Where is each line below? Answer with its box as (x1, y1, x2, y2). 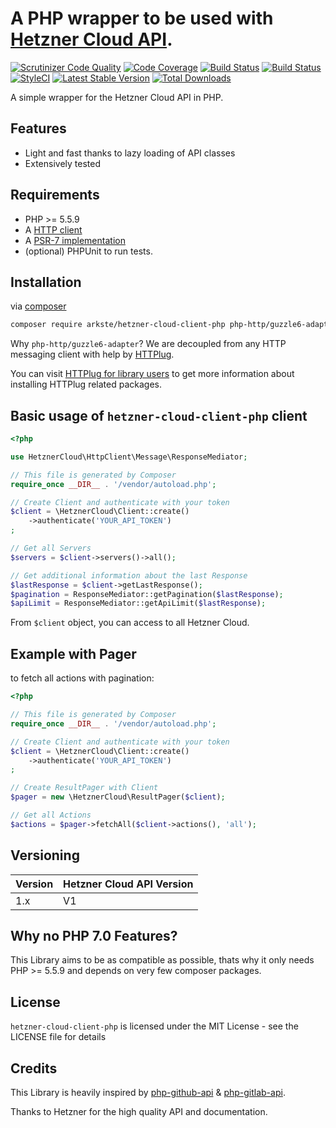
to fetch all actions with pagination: (10, 672, 155, 684)
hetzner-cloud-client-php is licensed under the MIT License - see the (10, 1020, 299, 1032)
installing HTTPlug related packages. (10, 378, 162, 391)
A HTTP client (24, 223, 83, 236)
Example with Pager (10, 645, 137, 662)
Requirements (10, 187, 100, 204)
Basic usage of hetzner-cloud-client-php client (10, 407, 308, 424)
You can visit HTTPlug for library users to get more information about (10, 368, 295, 380)
